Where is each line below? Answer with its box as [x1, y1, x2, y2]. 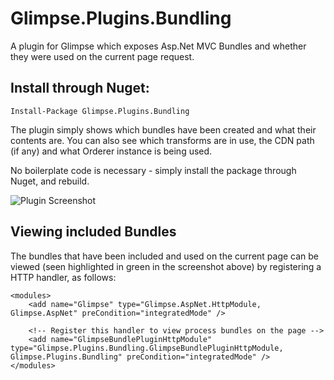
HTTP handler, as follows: [10, 271, 117, 283]
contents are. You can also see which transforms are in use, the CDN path [10, 134, 315, 146]
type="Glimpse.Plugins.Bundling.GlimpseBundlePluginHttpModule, [10, 343, 284, 353]
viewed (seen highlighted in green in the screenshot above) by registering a [10, 260, 322, 272]
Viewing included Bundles [10, 223, 177, 241]
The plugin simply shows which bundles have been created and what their [10, 123, 317, 136]
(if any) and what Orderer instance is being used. [10, 145, 213, 157]
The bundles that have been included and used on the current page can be [10, 250, 320, 262]
